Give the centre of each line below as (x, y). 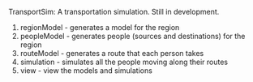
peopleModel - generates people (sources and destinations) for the (133, 36)
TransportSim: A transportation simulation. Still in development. (114, 12)
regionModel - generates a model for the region (100, 27)
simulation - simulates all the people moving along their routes (124, 62)
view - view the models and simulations (86, 71)
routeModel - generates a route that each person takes (112, 53)
